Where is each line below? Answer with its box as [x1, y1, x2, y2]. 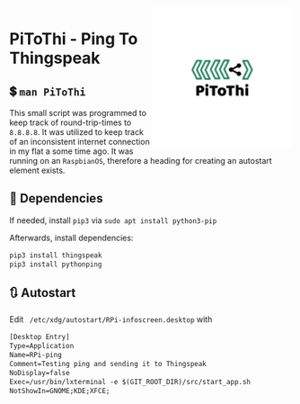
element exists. [9, 165, 66, 175]
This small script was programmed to [9, 108, 146, 118]
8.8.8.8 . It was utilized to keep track [9, 127, 144, 137]
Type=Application [9, 341, 75, 350]
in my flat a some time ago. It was [9, 146, 134, 157]
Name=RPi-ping [9, 350, 63, 359]
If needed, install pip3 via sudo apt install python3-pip [9, 214, 217, 226]
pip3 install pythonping [9, 259, 102, 269]
